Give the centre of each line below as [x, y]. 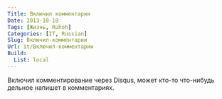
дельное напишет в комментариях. [61, 87]
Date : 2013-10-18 [33, 21]
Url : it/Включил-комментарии [51, 47]
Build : [17, 54]
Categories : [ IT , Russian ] [47, 34]
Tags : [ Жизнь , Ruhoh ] [39, 27]
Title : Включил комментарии [49, 14]
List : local [32, 60]
